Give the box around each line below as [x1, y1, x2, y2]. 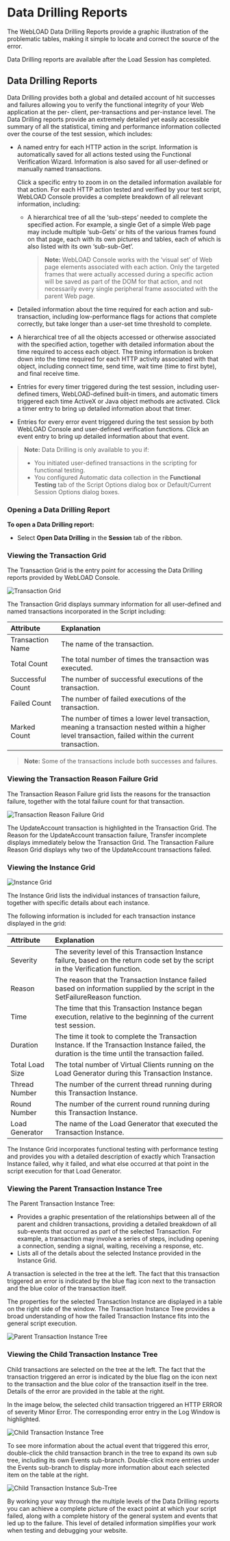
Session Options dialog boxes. [34, 487, 120, 496]
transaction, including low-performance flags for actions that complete [16, 312, 217, 320]
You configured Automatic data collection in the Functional [34, 473, 201, 481]
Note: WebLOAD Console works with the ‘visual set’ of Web [44, 255, 213, 264]
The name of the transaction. [61, 639, 154, 649]
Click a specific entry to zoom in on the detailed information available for [16, 178, 222, 186]
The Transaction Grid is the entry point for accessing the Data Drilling [7, 566, 203, 574]
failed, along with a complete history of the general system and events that [7, 1512, 218, 1520]
